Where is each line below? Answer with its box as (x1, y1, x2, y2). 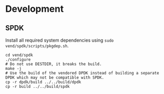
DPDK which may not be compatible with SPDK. (5, 75, 104, 80)
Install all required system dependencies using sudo (5, 37, 114, 43)
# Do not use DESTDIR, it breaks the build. (5, 62, 102, 67)
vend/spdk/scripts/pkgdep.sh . (5, 43, 69, 49)
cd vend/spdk (5, 52, 33, 58)
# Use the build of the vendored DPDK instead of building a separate (5, 70, 159, 76)
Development (5, 3, 64, 15)
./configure (5, 57, 31, 62)
